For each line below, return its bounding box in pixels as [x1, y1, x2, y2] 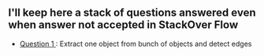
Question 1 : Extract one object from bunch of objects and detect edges [19, 39, 252, 48]
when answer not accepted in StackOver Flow [8, 19, 239, 32]
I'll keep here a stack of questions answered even [8, 6, 256, 19]
